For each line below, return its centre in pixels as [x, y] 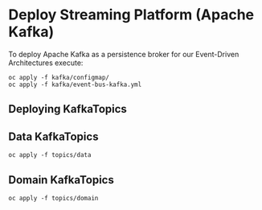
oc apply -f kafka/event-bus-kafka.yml [75, 84]
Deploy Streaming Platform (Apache [131, 15]
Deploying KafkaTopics [68, 109]
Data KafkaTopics [53, 136]
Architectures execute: [46, 63]
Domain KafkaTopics [61, 180]
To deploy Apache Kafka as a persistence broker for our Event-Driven [124, 54]
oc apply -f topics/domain [53, 198]
